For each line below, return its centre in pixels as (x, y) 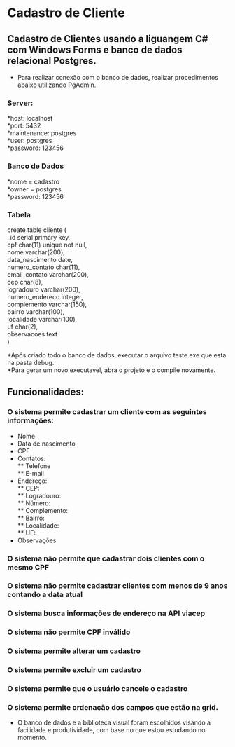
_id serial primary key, (39, 237)
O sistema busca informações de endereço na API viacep (106, 613)
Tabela (19, 214)
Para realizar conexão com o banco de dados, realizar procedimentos (118, 77)
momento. (32, 738)
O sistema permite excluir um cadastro (74, 670)
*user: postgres (30, 141)
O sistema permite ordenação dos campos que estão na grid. (113, 707)
